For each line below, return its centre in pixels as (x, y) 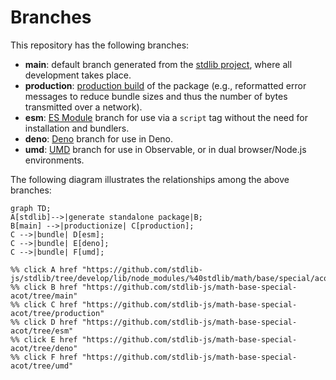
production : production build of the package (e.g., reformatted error (165, 85)
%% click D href (44, 322)
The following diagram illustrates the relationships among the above (150, 179)
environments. (54, 160)
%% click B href (44, 287)
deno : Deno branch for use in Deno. (99, 138)
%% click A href (44, 269)
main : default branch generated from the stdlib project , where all (158, 64)
